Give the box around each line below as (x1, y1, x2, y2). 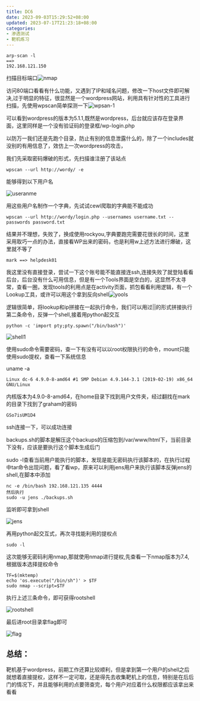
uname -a (6, 365, 30, 372)
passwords (6, 219, 31, 225)
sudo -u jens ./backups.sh (6, 495, 73, 501)
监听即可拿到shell (6, 506, 49, 513)
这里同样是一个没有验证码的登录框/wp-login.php (16, 122, 135, 129)
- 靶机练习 (6, 36, 30, 42)
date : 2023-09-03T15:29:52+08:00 (6, 14, 89, 20)
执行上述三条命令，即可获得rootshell (6, 594, 95, 601)
